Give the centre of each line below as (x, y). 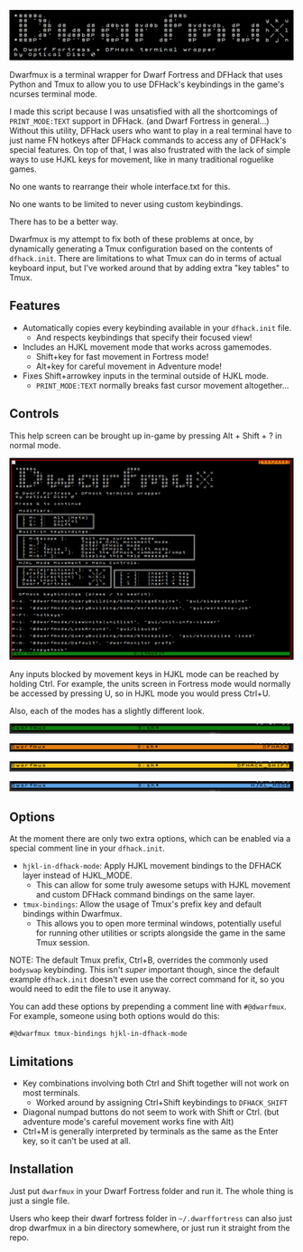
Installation (41, 1169)
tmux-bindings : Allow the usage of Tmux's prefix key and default (142, 904)
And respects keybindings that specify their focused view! (144, 337)
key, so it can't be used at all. (76, 1141)
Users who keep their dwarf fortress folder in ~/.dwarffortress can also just (151, 1218)
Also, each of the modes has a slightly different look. (107, 711)
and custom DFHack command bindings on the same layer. (145, 895)
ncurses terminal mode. (53, 94)
